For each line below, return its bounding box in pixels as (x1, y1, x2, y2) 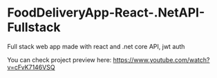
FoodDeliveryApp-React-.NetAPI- (7, 5, 205, 21)
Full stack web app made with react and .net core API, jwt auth (7, 42, 185, 50)
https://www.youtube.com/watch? (113, 55, 210, 64)
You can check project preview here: (7, 55, 112, 64)
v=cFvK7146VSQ (7, 63, 55, 71)
